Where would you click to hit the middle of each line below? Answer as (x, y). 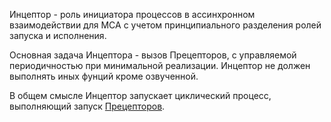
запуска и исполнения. (58, 35)
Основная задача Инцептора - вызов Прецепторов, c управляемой (153, 55)
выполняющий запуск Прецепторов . (87, 106)
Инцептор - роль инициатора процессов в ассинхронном (132, 14)
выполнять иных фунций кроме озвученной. (104, 76)
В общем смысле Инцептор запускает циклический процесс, (140, 95)
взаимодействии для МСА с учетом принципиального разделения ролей (165, 25)
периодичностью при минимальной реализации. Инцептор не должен (160, 65)
